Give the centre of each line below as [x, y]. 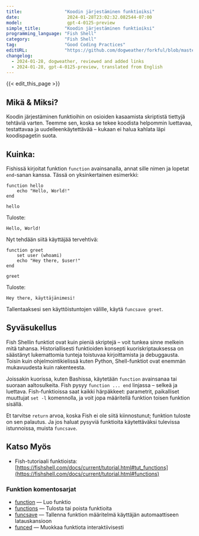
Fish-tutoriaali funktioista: [46, 461]
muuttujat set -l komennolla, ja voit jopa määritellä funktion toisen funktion [98, 398]
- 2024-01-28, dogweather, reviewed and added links [78, 61]
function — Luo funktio [43, 502]
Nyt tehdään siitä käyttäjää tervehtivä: [52, 239]
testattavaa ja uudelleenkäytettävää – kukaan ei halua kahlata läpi [86, 129]
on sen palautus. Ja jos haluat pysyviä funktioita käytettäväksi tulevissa [93, 421]
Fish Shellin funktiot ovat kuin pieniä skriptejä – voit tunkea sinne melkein [95, 342]
